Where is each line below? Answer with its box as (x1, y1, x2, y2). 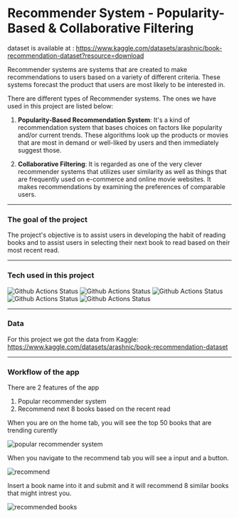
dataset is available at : (7, 44, 75, 52)
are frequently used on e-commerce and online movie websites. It (17, 175, 211, 183)
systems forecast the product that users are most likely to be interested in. (7, 80, 225, 88)
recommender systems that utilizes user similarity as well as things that (17, 167, 227, 176)
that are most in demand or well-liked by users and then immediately (17, 138, 219, 147)
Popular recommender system (17, 397, 107, 406)
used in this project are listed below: (7, 101, 114, 110)
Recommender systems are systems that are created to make (7, 65, 187, 73)
